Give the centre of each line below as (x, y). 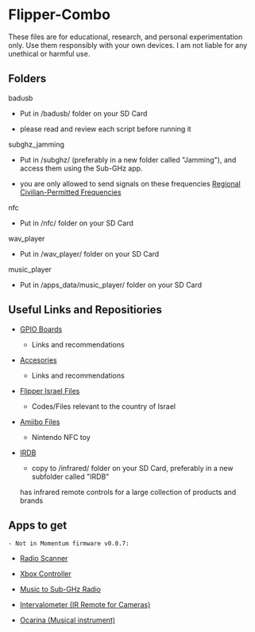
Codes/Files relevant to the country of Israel (104, 406)
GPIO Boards (41, 329)
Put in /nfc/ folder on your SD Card (76, 223)
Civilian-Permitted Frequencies (70, 192)
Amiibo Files (40, 422)
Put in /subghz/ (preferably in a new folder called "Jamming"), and (128, 159)
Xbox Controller (45, 574)
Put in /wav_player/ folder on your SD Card (89, 253)
